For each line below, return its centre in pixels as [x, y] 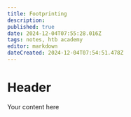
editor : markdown [33, 46]
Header [29, 88]
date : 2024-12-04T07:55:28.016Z [54, 33]
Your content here [33, 106]
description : [26, 20]
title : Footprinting [37, 14]
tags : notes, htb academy [45, 40]
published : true [31, 27]
